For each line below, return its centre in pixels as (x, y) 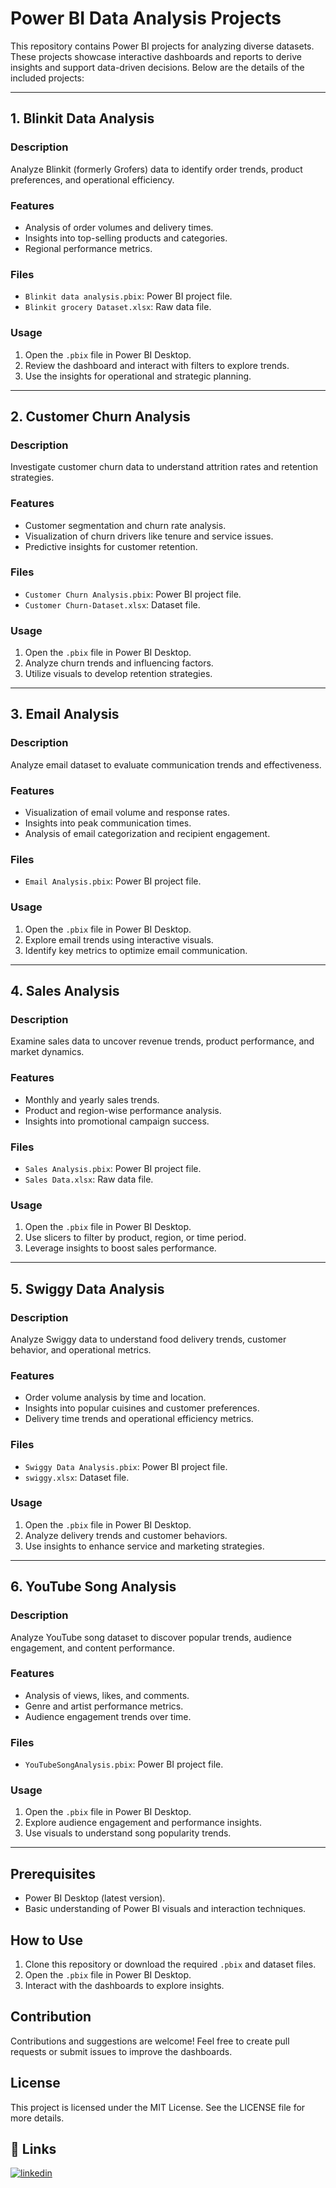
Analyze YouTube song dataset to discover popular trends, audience (151, 1637)
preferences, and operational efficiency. (92, 179)
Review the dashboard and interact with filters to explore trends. (157, 365)
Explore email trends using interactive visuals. (119, 939)
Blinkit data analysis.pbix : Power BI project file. (128, 296)
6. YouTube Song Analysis (93, 1587)
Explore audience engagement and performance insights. (143, 1823)
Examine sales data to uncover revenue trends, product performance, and (162, 1041)
